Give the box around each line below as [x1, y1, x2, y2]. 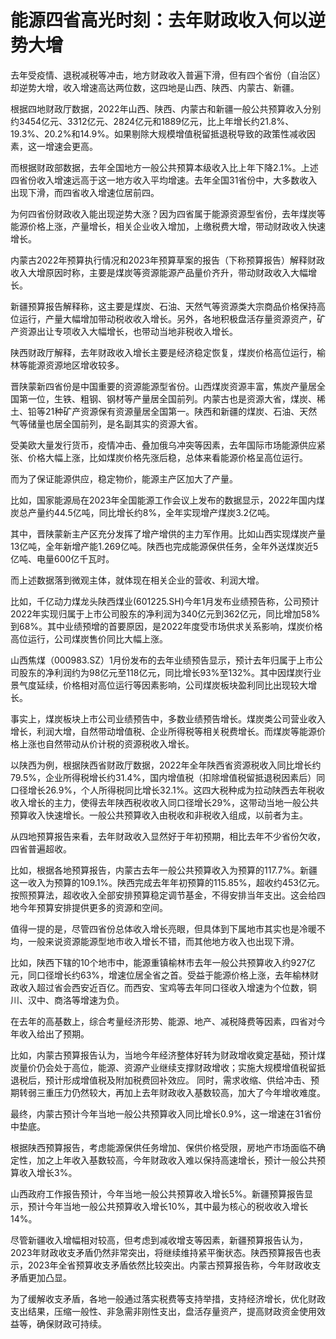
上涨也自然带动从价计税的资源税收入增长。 [18, 737, 195, 750]
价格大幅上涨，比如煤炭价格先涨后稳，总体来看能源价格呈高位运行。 [27, 451, 308, 463]
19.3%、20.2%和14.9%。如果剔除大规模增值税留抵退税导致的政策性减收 [10, 127, 308, 140]
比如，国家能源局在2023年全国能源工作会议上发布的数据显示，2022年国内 [10, 494, 317, 506]
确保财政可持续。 [36, 1317, 107, 1330]
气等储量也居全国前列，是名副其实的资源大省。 [10, 417, 203, 430]
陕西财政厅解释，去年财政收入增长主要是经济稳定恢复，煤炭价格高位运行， [10, 346, 317, 358]
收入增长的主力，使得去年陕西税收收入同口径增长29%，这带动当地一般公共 [10, 796, 319, 808]
